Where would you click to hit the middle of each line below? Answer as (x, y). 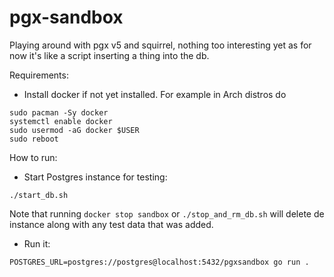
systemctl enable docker (61, 121)
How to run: (33, 157)
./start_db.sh (39, 195)
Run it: (37, 243)
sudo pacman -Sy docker (59, 112)
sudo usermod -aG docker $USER (74, 130)
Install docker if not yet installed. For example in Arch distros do (155, 94)
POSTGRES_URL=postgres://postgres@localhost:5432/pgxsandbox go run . (159, 262)
